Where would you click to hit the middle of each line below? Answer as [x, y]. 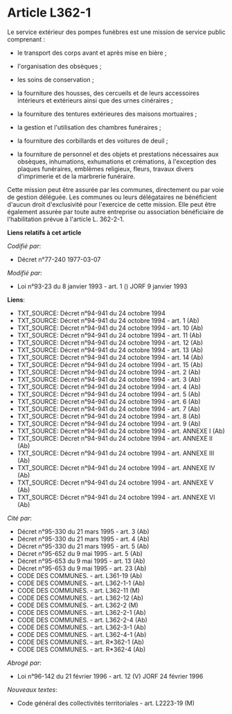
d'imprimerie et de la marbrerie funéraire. [76, 176]
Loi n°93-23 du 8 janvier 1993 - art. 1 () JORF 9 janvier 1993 [102, 286]
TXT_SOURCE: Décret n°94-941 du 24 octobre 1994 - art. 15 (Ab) [110, 365]
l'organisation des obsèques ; [59, 66]
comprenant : [26, 39]
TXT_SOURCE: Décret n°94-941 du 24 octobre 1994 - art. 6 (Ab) [109, 401]
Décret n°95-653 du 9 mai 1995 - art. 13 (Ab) [81, 561]
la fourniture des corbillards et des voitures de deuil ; [92, 141]
